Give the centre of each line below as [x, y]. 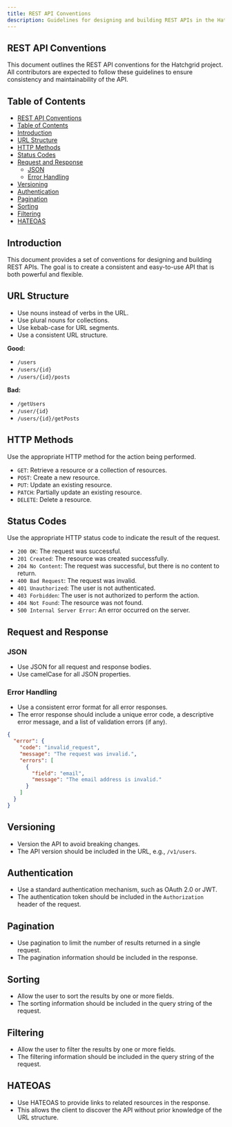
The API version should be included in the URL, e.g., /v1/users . [107, 851]
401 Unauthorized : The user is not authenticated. [86, 588]
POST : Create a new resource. [58, 477]
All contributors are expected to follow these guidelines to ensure [100, 72]
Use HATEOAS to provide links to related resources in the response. [114, 1102]
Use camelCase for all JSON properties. [74, 674]
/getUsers [31, 404]
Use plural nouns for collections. [63, 320]
